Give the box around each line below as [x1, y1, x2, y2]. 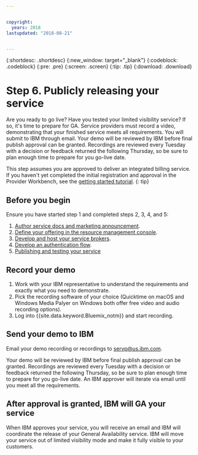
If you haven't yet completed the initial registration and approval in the [6, 171, 177, 179]
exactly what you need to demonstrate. [14, 287, 111, 294]
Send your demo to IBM [6, 329, 94, 339]
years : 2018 [11, 24, 41, 30]
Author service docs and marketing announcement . [14, 222, 141, 230]
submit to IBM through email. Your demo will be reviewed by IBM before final [6, 135, 193, 142]
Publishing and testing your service [14, 247, 101, 255]
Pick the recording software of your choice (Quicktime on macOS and [14, 293, 184, 300]
